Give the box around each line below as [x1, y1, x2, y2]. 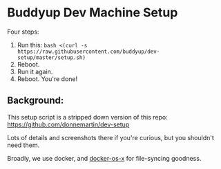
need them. [7, 141, 40, 149]
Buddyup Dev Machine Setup [7, 5, 178, 21]
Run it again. [17, 67, 53, 76]
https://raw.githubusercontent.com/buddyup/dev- [17, 48, 160, 55]
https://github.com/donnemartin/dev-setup [7, 120, 130, 128]
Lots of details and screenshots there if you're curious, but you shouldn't [7, 133, 214, 142]
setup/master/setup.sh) [17, 54, 86, 61]
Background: [7, 95, 64, 106]
